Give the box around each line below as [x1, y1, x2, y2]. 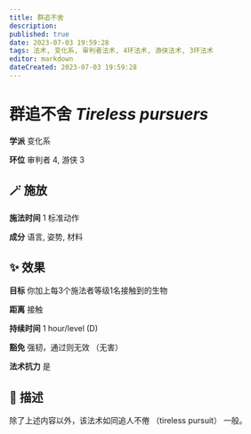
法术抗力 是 [9, 361, 51, 371]
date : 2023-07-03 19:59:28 [9, 38, 109, 47]
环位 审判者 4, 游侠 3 [9, 154, 85, 165]
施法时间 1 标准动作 [9, 212, 80, 223]
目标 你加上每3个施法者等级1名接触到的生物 [9, 285, 168, 296]
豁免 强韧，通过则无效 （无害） [9, 342, 123, 353]
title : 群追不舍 [9, 13, 64, 22]
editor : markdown [9, 54, 74, 63]
